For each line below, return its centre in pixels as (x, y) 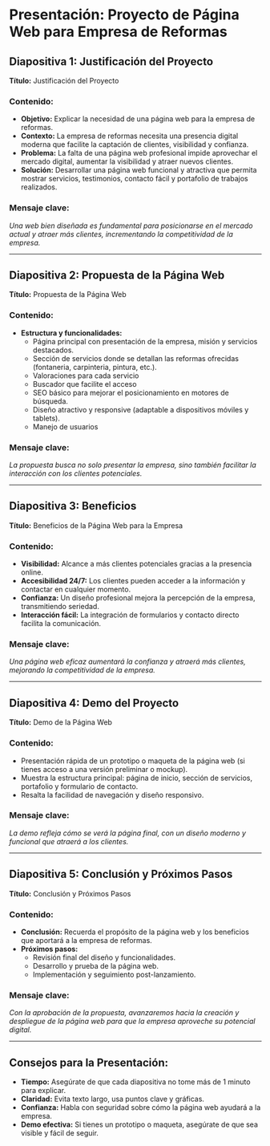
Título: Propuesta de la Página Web (68, 295)
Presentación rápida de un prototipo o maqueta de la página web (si (133, 761)
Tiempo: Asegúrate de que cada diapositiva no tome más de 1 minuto (135, 1082)
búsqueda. (50, 401)
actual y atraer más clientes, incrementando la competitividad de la (121, 234)
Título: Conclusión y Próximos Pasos (70, 893)
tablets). (46, 418)
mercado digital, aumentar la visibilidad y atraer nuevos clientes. (127, 161)
